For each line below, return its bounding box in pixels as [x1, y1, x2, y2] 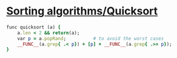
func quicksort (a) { [6, 24, 61, 30]
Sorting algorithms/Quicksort [6, 4, 158, 18]
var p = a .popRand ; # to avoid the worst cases [17, 35, 164, 42]
